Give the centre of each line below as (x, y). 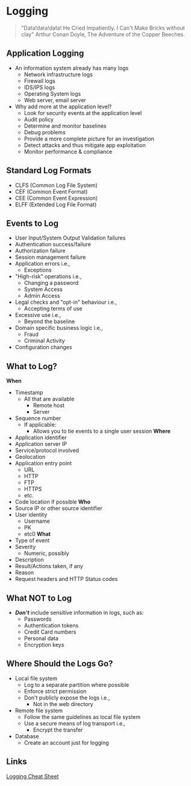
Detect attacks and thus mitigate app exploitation (85, 145)
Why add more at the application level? (63, 106)
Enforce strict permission (55, 691)
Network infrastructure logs (58, 74)
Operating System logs (52, 93)
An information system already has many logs (72, 68)
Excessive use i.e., (38, 315)
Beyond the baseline (49, 321)
